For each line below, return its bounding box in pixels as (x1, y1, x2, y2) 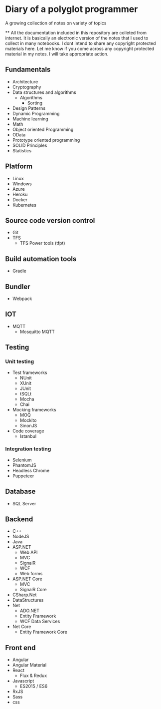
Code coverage (12, 428, 44, 434)
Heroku (12, 191, 28, 197)
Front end (5, 643, 36, 652)
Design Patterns (12, 105, 46, 111)
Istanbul (19, 433, 36, 439)
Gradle (12, 268, 26, 274)
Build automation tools (5, 255, 77, 263)
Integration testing (5, 445, 51, 452)
